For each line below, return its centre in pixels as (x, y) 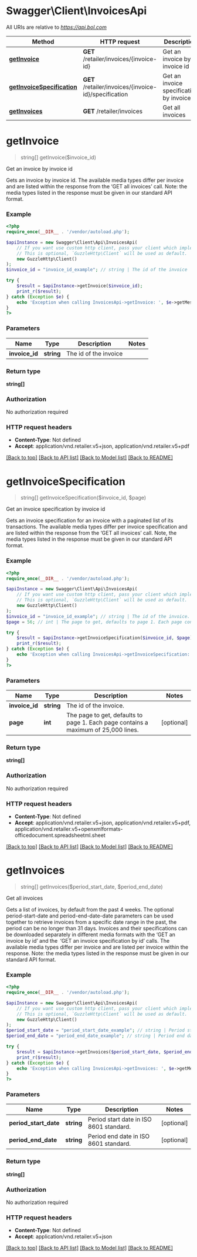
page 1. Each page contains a (107, 723)
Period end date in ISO (119, 1136)
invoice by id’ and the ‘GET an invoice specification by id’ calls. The (88, 940)
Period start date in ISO (120, 1119)
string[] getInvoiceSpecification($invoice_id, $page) (83, 498)
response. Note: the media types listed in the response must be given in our (98, 953)
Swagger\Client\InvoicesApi (77, 11)
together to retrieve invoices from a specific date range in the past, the (91, 922)
